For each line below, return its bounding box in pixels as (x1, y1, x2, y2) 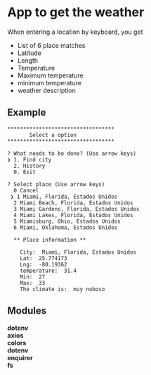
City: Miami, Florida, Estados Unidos (20, 248, 137, 256)
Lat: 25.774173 (20, 254, 68, 262)
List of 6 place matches (17, 41, 86, 49)
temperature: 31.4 (20, 267, 77, 274)
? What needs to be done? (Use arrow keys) (7, 149, 137, 157)
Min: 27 (20, 273, 46, 281)
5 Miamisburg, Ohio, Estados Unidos (13, 218, 121, 225)
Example (7, 106, 46, 118)
